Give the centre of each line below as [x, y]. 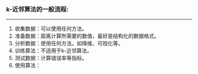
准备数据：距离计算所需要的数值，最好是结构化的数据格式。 [87, 36]
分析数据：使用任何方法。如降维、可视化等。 [69, 43]
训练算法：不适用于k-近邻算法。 [53, 51]
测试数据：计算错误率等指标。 [51, 58]
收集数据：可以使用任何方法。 [51, 29]
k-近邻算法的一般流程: [37, 9]
